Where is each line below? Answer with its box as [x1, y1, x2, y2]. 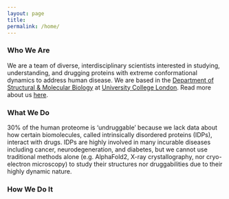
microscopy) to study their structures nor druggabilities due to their [32, 160, 223, 168]
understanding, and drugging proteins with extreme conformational [7, 68, 198, 76]
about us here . [7, 90, 48, 98]
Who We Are [7, 45, 50, 55]
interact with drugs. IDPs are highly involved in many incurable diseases [7, 138, 211, 146]
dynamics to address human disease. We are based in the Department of [7, 76, 215, 84]
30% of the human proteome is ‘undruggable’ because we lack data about [7, 123, 218, 132]
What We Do [7, 107, 50, 117]
